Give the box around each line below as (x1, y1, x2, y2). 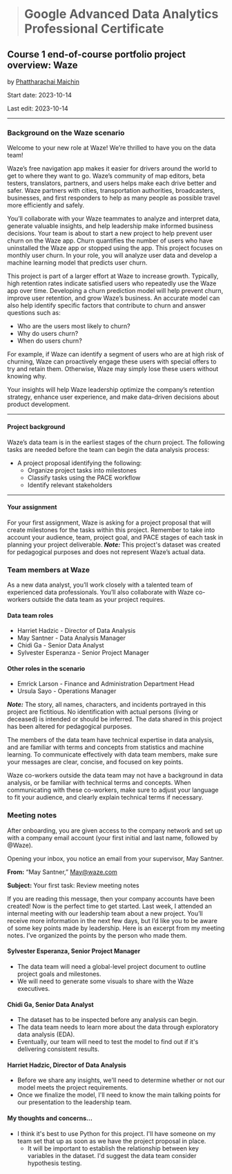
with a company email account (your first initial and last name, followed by (7, 833, 218, 842)
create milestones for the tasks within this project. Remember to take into (7, 525, 215, 534)
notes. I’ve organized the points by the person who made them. (7, 931, 188, 939)
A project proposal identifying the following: (17, 459, 142, 467)
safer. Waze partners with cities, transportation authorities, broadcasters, (7, 187, 215, 195)
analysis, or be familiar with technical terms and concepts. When (7, 779, 191, 787)
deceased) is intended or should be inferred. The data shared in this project (7, 715, 222, 723)
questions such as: (7, 309, 61, 317)
